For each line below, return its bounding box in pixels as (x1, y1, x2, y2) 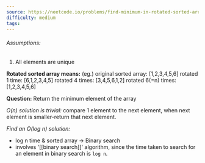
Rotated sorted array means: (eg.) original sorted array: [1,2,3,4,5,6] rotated (6, 70, 198, 77)
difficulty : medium (6, 15, 56, 21)
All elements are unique (15, 58, 75, 65)
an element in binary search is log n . (15, 150, 108, 157)
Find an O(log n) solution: (6, 125, 70, 132)
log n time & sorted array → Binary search (15, 137, 121, 144)
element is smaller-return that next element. (6, 113, 117, 120)
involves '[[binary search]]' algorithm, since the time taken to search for (15, 143, 196, 150)
